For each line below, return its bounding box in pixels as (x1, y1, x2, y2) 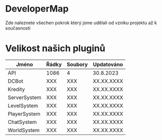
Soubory (66, 61, 88, 68)
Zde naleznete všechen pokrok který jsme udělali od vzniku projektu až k (5, 20, 157, 26)
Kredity (8, 86, 25, 93)
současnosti (5, 25, 31, 31)
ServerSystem (8, 94, 42, 101)
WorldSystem (8, 126, 40, 133)
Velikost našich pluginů (5, 43, 105, 54)
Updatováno (92, 61, 123, 68)
